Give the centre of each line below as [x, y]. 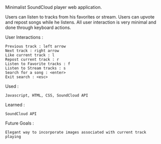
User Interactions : [24, 37]
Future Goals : [19, 123]
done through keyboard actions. [38, 27]
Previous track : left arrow [35, 46]
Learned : [15, 105]
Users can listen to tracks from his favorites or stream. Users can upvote [80, 17]
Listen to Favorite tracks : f [38, 64]
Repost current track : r [32, 59]
